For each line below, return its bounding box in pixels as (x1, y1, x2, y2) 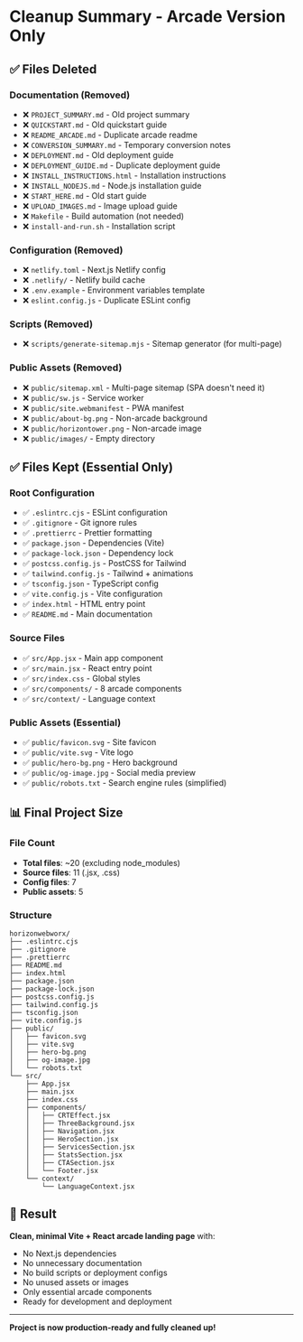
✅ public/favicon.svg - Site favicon (22, 737, 157, 748)
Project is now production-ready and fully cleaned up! (9, 1321, 216, 1333)
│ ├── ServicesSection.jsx (25, 1142, 135, 1152)
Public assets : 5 (22, 886, 84, 897)
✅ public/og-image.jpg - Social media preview (22, 768, 197, 778)
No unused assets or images (22, 1276, 129, 1288)
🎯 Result (9, 1207, 57, 1222)
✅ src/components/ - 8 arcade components (22, 683, 182, 694)
